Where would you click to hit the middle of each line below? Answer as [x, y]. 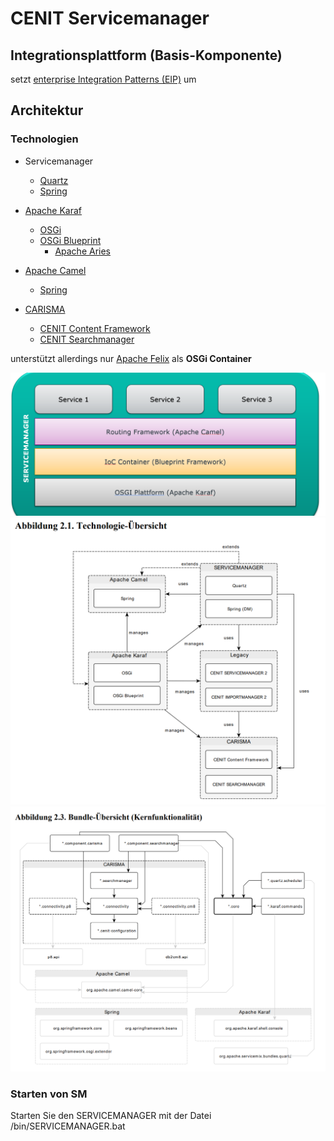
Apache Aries [83, 251]
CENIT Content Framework [95, 328]
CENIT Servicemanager [110, 18]
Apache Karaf [53, 210]
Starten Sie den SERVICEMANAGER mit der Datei [111, 1116]
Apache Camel [55, 270]
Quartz [54, 180]
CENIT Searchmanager [87, 339]
